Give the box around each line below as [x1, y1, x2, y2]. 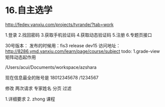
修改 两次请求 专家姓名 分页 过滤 [5, 85, 71, 91]
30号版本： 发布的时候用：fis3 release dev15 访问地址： [5, 42, 121, 48]
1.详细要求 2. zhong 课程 [5, 96, 55, 102]
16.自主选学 [5, 5, 52, 16]
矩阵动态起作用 [5, 54, 36, 60]
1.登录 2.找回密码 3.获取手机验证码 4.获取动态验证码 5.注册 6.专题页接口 [5, 32, 152, 38]
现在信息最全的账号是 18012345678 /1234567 [5, 74, 99, 80]
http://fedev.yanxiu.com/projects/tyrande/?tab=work [5, 21, 114, 28]
